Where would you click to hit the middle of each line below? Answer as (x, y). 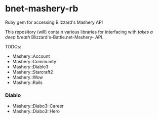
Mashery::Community (34, 61)
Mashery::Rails (27, 82)
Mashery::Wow (28, 77)
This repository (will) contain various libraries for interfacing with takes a (79, 32)
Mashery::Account (31, 56)
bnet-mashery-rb (42, 9)
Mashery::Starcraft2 (33, 72)
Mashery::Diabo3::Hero (36, 111)
